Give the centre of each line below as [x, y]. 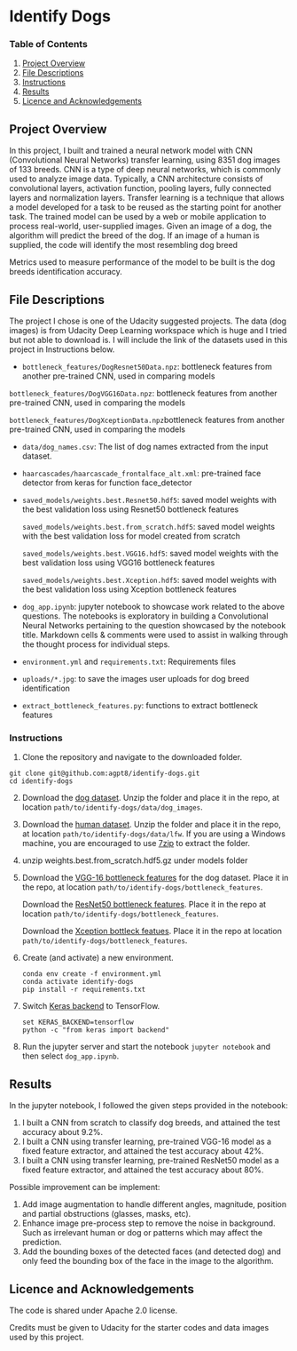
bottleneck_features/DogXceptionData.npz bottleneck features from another [147, 420]
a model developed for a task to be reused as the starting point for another [145, 207]
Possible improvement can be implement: [85, 1187]
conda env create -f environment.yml [92, 974]
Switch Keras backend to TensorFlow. [91, 1006]
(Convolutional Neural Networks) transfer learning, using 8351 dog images [145, 160]
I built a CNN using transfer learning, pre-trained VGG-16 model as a [147, 1142]
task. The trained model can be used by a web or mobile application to [138, 217]
